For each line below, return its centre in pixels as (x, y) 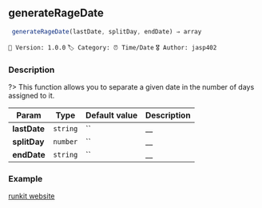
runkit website (32, 196)
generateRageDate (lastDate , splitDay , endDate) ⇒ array (107, 31)
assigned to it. (32, 95)
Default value (111, 115)
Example (26, 178)
